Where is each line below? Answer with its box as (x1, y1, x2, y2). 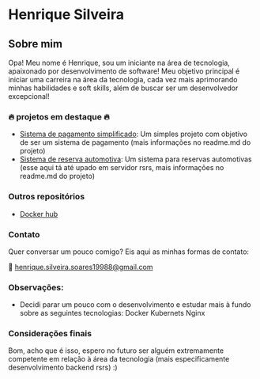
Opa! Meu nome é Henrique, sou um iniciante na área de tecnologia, (8, 58, 231, 67)
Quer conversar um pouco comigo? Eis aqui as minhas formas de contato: (8, 247, 250, 256)
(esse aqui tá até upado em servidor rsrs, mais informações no (19, 163, 224, 172)
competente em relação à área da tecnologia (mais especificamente (8, 354, 230, 364)
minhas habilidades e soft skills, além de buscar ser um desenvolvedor (8, 83, 239, 93)
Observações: (8, 282, 64, 293)
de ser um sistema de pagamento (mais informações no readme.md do (19, 138, 251, 147)
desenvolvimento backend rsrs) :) (8, 362, 118, 373)
